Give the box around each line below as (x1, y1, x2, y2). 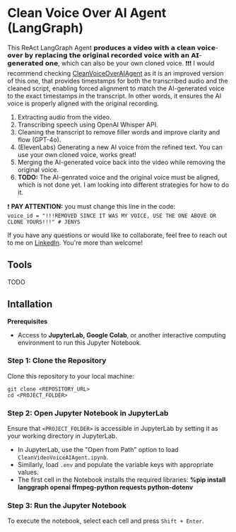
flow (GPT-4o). (17, 135, 61, 144)
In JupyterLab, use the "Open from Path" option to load (17, 446, 179, 454)
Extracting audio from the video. (17, 112, 112, 121)
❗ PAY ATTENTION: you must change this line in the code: (7, 202, 175, 210)
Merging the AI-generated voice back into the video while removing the (17, 158, 226, 166)
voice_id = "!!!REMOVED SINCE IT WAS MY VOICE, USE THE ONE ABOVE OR (7, 212, 217, 219)
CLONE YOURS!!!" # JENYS (7, 218, 81, 226)
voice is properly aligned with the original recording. (7, 99, 159, 108)
